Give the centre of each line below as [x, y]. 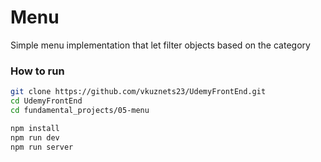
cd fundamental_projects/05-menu [80, 110]
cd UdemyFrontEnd [46, 101]
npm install [35, 128]
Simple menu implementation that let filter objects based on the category [160, 45]
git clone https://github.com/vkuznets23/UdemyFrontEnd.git [138, 92]
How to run [37, 71]
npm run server [42, 147]
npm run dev [35, 137]
